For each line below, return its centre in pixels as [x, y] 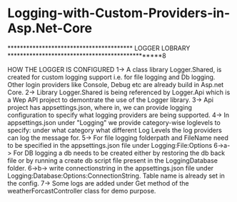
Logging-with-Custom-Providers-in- [119, 13]
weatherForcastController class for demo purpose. [82, 191]
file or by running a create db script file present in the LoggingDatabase [113, 160]
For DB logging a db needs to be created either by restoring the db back [119, 153]
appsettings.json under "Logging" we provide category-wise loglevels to [114, 122]
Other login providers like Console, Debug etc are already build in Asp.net [116, 84]
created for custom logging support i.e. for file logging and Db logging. [111, 77]
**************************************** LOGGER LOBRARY [99, 48]
